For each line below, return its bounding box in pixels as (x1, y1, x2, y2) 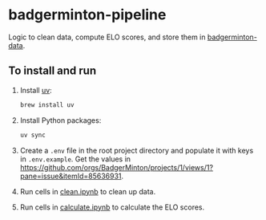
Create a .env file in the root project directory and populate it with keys (19, 145, 254, 155)
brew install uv (19, 100, 75, 109)
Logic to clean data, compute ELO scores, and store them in (8, 32, 206, 42)
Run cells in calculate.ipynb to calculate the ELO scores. (19, 202, 205, 212)
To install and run (8, 64, 97, 78)
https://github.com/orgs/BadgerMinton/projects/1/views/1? (19, 162, 214, 172)
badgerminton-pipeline (8, 6, 167, 24)
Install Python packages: (19, 115, 102, 125)
